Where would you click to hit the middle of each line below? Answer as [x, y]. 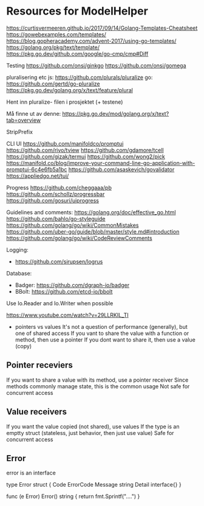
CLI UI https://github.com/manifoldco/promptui [65, 143]
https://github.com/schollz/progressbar [56, 194]
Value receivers [37, 412]
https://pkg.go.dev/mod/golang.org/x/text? [116, 113]
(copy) [23, 346]
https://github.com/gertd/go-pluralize [53, 84]
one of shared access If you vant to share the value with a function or [102, 333]
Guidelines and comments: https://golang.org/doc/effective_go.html [91, 212]
